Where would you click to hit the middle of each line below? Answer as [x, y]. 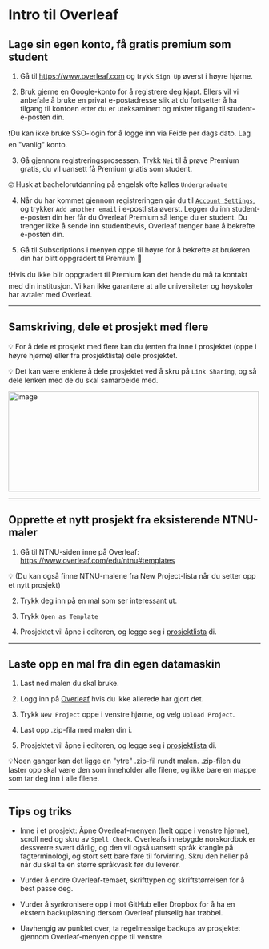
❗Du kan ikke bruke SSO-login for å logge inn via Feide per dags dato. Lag [129, 133]
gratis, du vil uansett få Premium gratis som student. [106, 169]
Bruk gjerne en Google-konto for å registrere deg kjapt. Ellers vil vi [129, 91]
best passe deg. [46, 889]
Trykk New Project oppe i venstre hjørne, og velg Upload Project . [127, 714]
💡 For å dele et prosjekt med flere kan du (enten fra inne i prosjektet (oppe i [132, 346]
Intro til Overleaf [64, 15]
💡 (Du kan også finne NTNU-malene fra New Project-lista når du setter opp [132, 575]
